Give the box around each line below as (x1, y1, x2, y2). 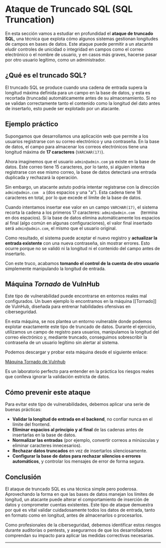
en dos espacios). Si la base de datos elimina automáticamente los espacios (5, 214, 161, 220)
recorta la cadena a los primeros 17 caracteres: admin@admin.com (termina (5, 209, 158, 215)
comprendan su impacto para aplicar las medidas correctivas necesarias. (5, 533, 155, 538)
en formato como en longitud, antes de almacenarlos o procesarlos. (5, 512, 143, 518)
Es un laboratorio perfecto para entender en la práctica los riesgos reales (5, 368, 154, 374)
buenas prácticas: (5, 407, 42, 412)
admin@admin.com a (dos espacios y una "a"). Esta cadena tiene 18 (5, 189, 141, 195)
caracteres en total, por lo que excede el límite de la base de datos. (5, 195, 142, 201)
